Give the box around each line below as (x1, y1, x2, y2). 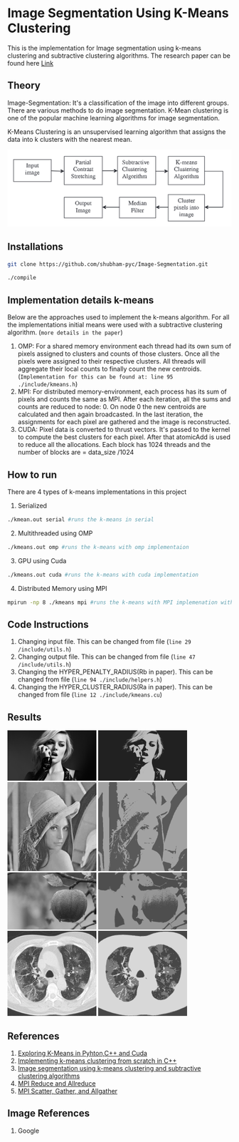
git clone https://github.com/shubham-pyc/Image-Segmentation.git (7, 260, 208, 268)
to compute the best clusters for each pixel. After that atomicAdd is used (17, 433, 231, 441)
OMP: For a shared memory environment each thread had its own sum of (17, 342, 232, 351)
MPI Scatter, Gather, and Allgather (17, 1086, 118, 1095)
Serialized (17, 501, 48, 510)
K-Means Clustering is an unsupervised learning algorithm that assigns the (7, 127, 226, 136)
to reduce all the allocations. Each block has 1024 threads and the (17, 441, 211, 449)
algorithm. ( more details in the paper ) (7, 328, 123, 336)
